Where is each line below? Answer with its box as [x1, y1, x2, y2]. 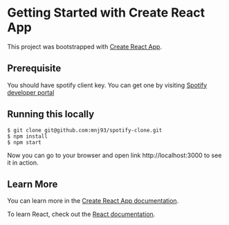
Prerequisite [7, 62, 62, 74]
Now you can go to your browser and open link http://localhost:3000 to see [7, 151, 222, 159]
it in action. [7, 158, 39, 167]
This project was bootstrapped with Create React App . [7, 42, 163, 51]
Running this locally [7, 109, 95, 120]
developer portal [7, 88, 55, 96]
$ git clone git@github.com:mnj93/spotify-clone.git [7, 127, 163, 134]
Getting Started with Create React [7, 5, 205, 21]
